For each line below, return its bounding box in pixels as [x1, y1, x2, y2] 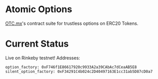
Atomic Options [5, 4, 72, 15]
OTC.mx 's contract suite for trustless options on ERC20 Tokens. [5, 20, 138, 26]
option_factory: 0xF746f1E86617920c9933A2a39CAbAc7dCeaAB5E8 [5, 64, 137, 69]
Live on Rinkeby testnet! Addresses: [5, 55, 80, 61]
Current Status [5, 38, 69, 50]
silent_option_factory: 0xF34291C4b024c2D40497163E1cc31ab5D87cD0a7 [5, 69, 153, 74]
